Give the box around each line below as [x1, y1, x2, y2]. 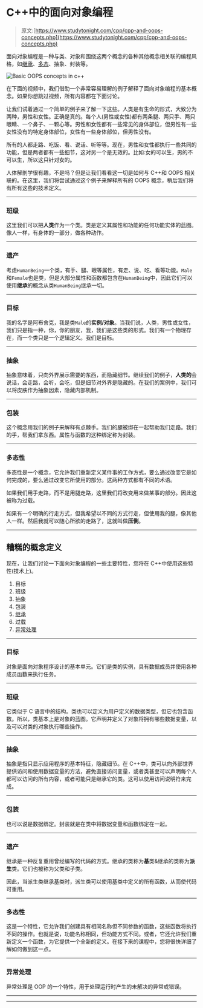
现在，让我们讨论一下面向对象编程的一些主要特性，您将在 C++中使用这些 [6, 560, 188, 567]
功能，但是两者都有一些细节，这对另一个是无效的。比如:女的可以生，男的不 [6, 148, 193, 155]
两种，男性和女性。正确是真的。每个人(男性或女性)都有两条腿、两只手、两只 [6, 113, 196, 120]
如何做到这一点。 [11, 945, 54, 953]
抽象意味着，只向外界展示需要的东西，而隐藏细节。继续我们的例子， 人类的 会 [6, 371, 197, 379]
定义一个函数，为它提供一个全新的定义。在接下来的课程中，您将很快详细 [11, 938, 192, 945]
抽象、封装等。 [53, 60, 91, 67]
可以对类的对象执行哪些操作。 [11, 723, 86, 730]
